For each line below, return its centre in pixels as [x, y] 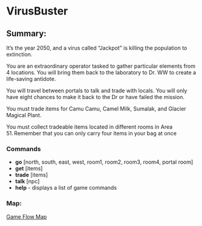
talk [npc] [27, 181]
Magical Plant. [24, 115]
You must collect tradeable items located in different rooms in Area [90, 127]
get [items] [29, 169]
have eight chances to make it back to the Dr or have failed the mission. [95, 97]
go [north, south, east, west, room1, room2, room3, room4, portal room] [104, 162]
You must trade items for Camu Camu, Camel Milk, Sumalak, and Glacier [96, 109]
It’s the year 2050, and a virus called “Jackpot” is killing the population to [97, 48]
